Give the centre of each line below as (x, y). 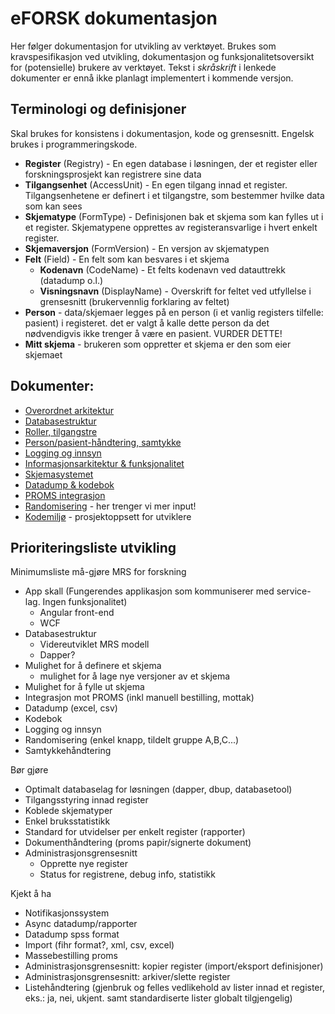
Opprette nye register (83, 864)
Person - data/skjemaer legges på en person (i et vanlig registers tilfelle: (174, 312)
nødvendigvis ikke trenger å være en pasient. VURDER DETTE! (153, 333)
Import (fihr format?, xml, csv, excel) (99, 945)
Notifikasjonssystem (67, 913)
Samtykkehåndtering (68, 751)
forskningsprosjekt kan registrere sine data (113, 174)
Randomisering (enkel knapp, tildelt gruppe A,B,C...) (132, 740)
